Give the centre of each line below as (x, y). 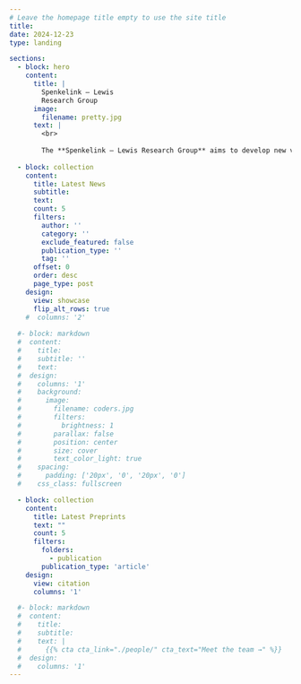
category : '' (66, 234)
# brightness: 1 (66, 425)
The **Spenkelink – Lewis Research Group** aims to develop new (164, 151)
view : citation (61, 584)
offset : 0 (51, 267)
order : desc (55, 276)
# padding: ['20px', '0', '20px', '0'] (102, 476)
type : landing (36, 43)
